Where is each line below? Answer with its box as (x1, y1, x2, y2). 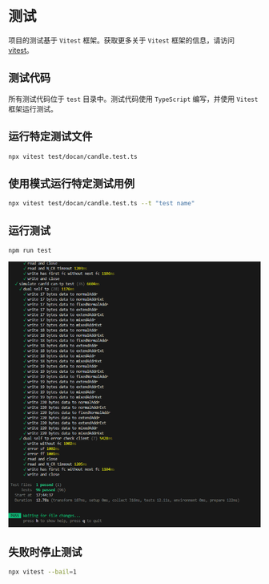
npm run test (8, 246, 52, 254)
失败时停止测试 (8, 545, 82, 558)
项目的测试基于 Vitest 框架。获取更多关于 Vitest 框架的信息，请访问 (8, 35, 235, 45)
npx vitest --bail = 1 (8, 568, 78, 576)
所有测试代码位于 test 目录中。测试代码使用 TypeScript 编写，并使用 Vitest (8, 94, 259, 103)
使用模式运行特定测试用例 (8, 176, 134, 190)
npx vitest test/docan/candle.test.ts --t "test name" (8, 200, 195, 208)
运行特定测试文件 (8, 130, 93, 144)
